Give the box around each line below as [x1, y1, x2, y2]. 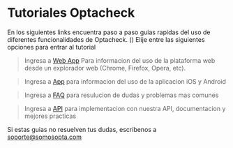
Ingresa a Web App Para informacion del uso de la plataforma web [24, 56, 216, 64]
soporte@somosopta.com [7, 133, 82, 141]
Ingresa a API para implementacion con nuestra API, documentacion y [24, 104, 226, 112]
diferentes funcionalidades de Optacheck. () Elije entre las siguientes [7, 35, 205, 43]
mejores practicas [24, 112, 77, 120]
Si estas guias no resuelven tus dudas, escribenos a [7, 125, 157, 133]
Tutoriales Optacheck [7, 5, 135, 21]
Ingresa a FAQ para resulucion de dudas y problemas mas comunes [24, 91, 219, 99]
